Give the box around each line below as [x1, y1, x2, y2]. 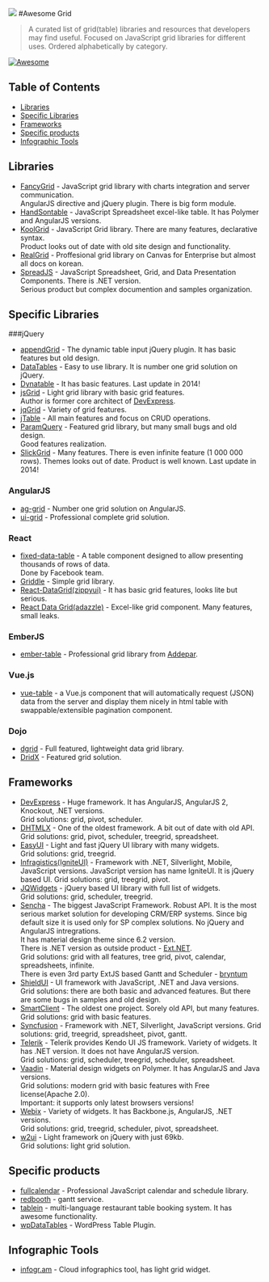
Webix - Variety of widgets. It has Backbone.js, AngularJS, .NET [19, 1106, 233, 1115]
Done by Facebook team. [19, 568, 104, 578]
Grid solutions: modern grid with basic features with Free [19, 1080, 210, 1090]
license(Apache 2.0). [19, 1089, 90, 1099]
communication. [19, 190, 74, 200]
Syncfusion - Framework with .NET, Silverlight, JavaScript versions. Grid [19, 1020, 262, 1030]
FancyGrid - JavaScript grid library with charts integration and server [19, 181, 250, 191]
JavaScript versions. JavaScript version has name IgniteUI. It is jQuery [19, 866, 254, 875]
